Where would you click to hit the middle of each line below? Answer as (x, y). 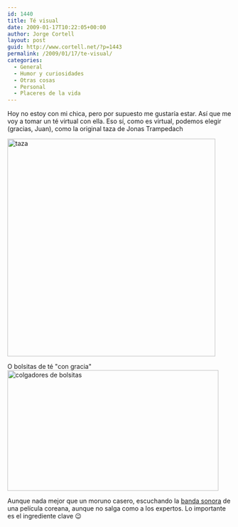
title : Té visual (33, 21)
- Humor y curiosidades (49, 73)
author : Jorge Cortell (41, 34)
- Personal (30, 87)
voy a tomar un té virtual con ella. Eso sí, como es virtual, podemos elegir (114, 121)
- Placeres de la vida (47, 93)
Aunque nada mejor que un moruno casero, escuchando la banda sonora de (119, 501)
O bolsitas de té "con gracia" (50, 367)
